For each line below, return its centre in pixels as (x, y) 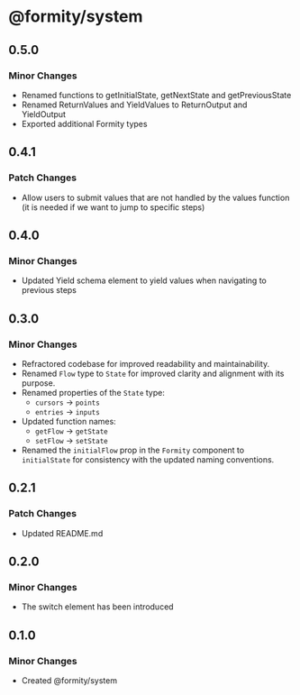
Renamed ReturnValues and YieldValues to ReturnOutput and (134, 105)
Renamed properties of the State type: (93, 392)
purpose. (38, 383)
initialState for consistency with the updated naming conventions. (148, 459)
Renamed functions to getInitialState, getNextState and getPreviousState (156, 95)
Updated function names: (68, 421)
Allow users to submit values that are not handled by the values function (155, 197)
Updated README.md (62, 533)
